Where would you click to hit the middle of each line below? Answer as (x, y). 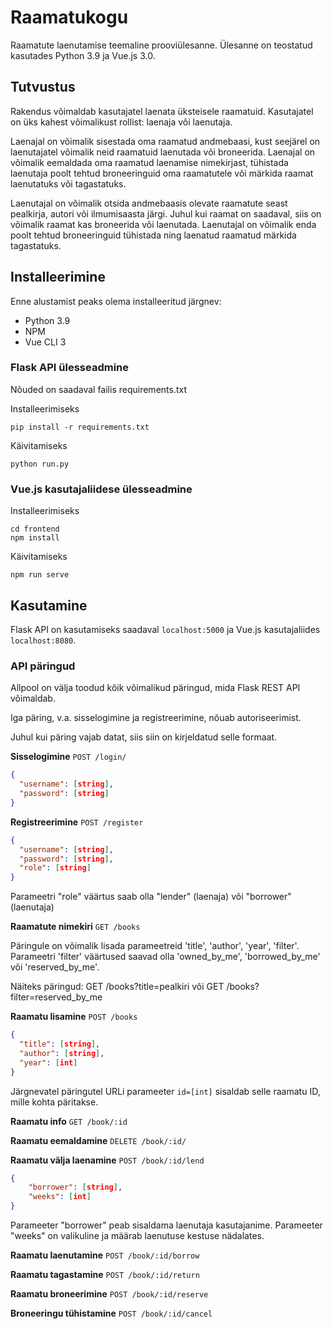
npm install (35, 538)
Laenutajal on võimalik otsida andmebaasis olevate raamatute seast (149, 203)
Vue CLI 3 (45, 342)
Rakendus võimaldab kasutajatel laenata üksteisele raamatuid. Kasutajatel (162, 111)
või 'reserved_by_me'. (55, 967)
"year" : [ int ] (48, 1062)
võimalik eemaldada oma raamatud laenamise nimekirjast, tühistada (149, 162)
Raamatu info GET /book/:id (69, 1121)
